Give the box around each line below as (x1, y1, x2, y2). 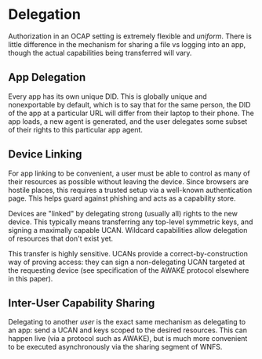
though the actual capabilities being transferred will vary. (8, 48, 192, 57)
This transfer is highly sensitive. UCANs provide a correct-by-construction (8, 248, 249, 258)
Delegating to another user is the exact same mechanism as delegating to (8, 317, 246, 327)
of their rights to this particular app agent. (8, 125, 144, 134)
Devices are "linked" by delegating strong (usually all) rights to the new (8, 209, 238, 218)
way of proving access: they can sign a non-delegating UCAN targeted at (8, 257, 246, 267)
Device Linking (8, 147, 82, 161)
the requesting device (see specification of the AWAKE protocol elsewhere (8, 265, 249, 275)
